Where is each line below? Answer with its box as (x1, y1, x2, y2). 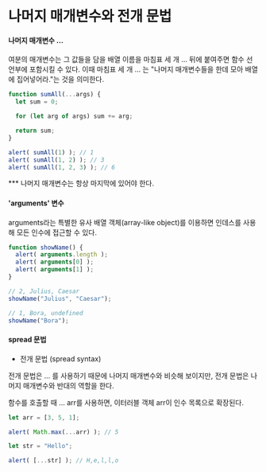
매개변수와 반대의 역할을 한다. (22, 380, 114, 390)
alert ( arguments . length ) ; (15, 251, 109, 259)
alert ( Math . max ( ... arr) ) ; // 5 (8, 427, 119, 436)
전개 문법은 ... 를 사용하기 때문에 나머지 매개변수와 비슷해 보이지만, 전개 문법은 (8, 371, 249, 380)
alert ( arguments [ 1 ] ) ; (15, 266, 94, 274)
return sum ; (15, 127, 56, 135)
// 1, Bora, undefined (8, 309, 83, 317)
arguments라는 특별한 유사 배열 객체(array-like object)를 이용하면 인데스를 (8, 217, 242, 227)
